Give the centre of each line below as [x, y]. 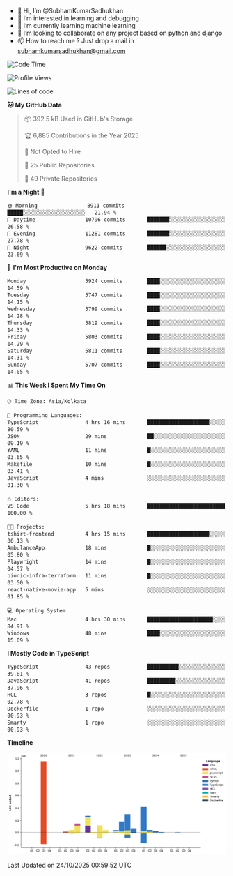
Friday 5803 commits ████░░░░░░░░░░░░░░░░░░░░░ [116, 337]
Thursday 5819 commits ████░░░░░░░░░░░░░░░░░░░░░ [116, 323]
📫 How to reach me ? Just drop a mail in [75, 41]
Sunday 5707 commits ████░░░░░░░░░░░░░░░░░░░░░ [116, 365]
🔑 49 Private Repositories [61, 179]
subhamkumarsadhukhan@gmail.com [71, 51]
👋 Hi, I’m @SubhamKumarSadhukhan [70, 11]
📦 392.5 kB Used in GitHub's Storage [79, 119]
